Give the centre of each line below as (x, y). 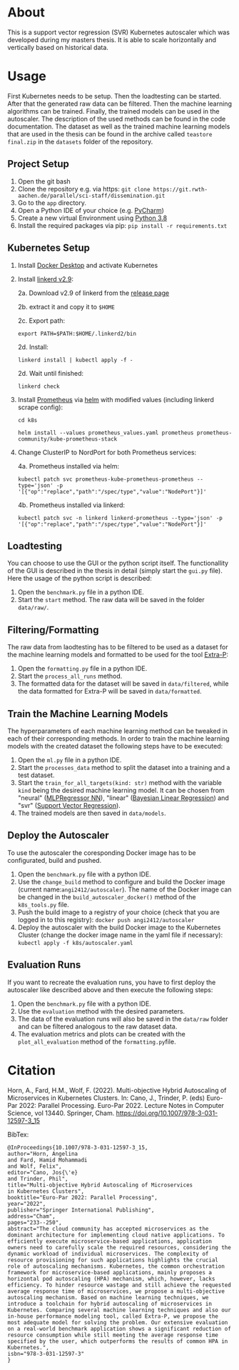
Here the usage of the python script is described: (80, 579)
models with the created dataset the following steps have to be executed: (115, 746)
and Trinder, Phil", (38, 1179)
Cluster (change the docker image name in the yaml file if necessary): (120, 935)
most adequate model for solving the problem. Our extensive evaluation (118, 1322)
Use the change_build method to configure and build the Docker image (121, 881)
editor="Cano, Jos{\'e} (43, 1172)
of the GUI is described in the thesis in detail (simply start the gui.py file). (115, 571)
